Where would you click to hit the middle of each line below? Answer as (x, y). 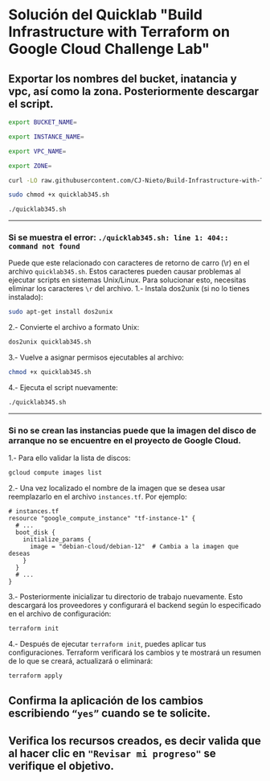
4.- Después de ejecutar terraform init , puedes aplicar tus (107, 643)
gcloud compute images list (55, 473)
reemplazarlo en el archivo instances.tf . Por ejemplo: (98, 497)
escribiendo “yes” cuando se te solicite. (110, 713)
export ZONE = (30, 166)
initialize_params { (57, 540)
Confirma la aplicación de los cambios (106, 701)
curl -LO (23, 180)
